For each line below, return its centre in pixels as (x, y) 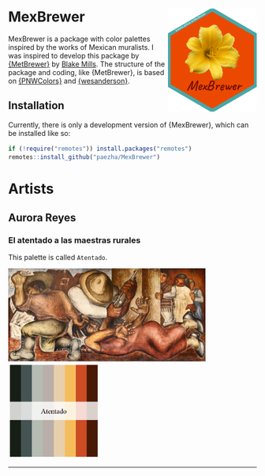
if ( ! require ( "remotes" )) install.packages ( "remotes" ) (100, 149)
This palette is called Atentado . (58, 258)
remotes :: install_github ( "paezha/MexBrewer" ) (84, 157)
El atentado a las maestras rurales (75, 240)
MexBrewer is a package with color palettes (79, 39)
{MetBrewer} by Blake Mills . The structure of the (87, 64)
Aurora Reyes (42, 218)
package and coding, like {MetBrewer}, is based (86, 72)
